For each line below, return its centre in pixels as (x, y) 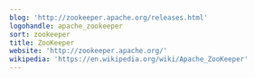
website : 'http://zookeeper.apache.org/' (89, 51)
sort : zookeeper (40, 34)
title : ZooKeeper (42, 43)
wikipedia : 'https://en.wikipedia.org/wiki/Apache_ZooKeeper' (129, 59)
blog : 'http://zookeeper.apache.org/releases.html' (109, 17)
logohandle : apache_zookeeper (66, 26)
